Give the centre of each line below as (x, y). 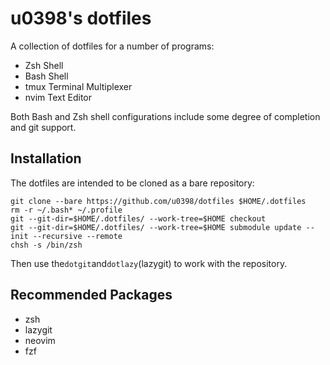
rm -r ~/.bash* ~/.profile (66, 210)
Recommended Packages (91, 295)
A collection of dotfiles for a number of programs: (112, 46)
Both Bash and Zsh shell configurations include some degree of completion (165, 116)
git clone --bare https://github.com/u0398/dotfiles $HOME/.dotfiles (158, 201)
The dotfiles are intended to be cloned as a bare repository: (132, 183)
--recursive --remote (77, 236)
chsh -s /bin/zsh (46, 245)
